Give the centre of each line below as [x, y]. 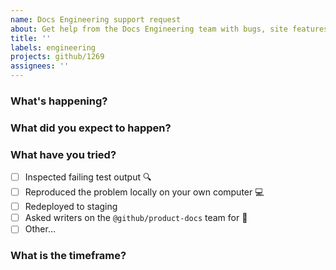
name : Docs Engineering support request [96, 19]
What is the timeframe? [68, 256]
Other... [40, 229]
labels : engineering [53, 47]
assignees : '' [40, 66]
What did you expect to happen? [91, 128]
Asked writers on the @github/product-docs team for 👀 [136, 218]
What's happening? [59, 101]
